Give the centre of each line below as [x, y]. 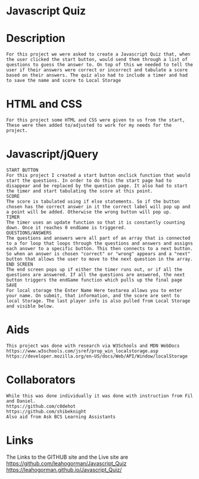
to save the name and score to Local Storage [63, 81]
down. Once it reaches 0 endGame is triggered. [66, 228]
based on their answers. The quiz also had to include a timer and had [97, 75]
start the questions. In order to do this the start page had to [89, 181]
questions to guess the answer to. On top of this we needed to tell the [100, 65]
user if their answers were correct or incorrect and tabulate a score [97, 70]
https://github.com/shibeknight [46, 411]
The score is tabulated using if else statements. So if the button [93, 202]
